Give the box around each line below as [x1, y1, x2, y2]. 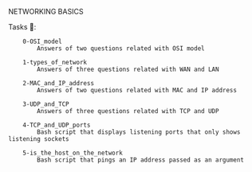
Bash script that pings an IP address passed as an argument [37, 156, 245, 164]
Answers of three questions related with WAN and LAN [37, 65, 219, 73]
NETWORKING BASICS [8, 7, 84, 16]
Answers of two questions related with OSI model [37, 45, 205, 53]
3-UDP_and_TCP [22, 100, 69, 108]
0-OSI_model [22, 37, 62, 45]
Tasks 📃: [8, 22, 37, 31]
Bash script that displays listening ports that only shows [37, 128, 241, 136]
